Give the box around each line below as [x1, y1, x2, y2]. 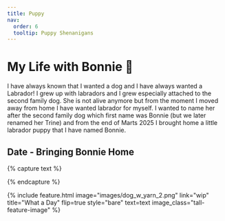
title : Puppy [7, 10, 45, 17]
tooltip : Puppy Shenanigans [13, 29, 94, 37]
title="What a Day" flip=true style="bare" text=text [7, 198, 151, 206]
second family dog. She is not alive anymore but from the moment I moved [7, 97, 219, 105]
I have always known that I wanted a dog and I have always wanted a [7, 82, 203, 90]
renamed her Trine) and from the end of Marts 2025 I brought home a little [7, 119, 218, 127]
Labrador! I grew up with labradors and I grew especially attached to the [7, 89, 212, 97]
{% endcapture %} [7, 177, 61, 186]
